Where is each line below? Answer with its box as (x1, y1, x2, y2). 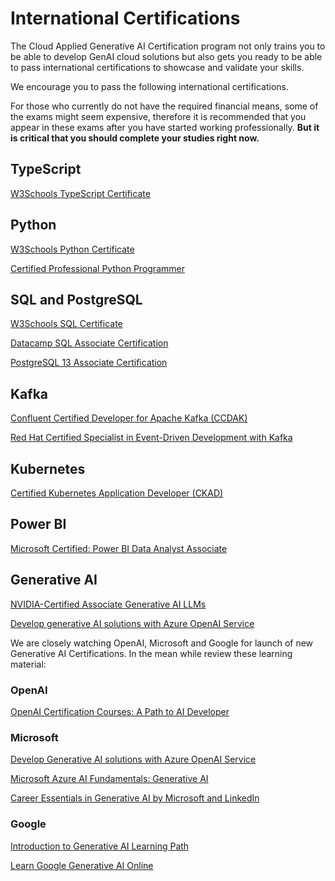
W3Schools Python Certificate (10, 243, 135, 255)
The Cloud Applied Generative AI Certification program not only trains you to (10, 40, 326, 52)
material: (10, 658, 47, 670)
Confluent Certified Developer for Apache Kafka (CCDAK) (10, 412, 248, 424)
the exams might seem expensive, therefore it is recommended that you (10, 110, 307, 122)
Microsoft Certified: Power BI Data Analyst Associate (10, 542, 228, 554)
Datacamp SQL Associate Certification (10, 337, 169, 349)
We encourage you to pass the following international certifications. (10, 80, 290, 92)
